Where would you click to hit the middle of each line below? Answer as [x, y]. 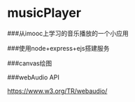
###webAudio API [33, 77]
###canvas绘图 [30, 63]
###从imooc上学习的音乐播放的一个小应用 [68, 33]
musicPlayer [44, 13]
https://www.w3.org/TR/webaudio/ [57, 91]
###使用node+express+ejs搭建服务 [58, 48]
